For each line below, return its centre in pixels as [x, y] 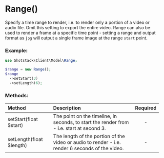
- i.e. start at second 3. [80, 128]
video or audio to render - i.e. [87, 142]
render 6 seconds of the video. [88, 148]
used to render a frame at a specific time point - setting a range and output [81, 33]
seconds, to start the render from [91, 122]
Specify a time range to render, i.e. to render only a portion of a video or [77, 22]
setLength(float [25, 139]
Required [146, 108]
